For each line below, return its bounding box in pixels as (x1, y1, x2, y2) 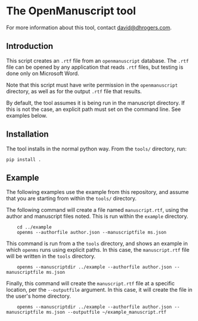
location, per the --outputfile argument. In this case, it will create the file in (6, 286, 193, 294)
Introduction (6, 41, 54, 51)
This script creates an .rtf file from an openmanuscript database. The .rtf (6, 57, 189, 64)
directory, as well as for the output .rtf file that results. (6, 88, 142, 95)
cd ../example (17, 224, 52, 230)
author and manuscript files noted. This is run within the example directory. (6, 213, 189, 220)
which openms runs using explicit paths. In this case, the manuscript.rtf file (6, 246, 190, 254)
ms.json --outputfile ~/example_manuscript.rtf (46, 309, 167, 316)
